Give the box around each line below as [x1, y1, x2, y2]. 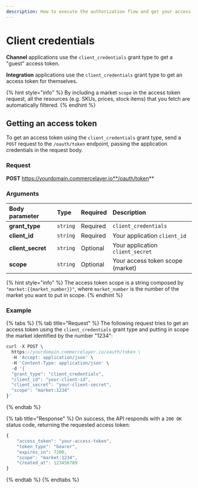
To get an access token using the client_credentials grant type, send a [6, 134, 181, 141]
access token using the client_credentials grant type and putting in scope [6, 326, 189, 333]
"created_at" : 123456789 [16, 460, 78, 466]
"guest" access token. [6, 60, 60, 67]
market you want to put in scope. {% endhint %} [6, 291, 124, 298]
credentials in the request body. [6, 147, 84, 154]
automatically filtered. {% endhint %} [6, 101, 96, 108]
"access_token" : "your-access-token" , [16, 438, 112, 444]
